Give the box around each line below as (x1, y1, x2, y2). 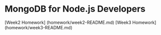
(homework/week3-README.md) (4, 24, 73, 30)
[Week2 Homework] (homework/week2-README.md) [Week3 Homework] (4, 19, 157, 25)
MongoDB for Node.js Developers (4, 3, 146, 15)
